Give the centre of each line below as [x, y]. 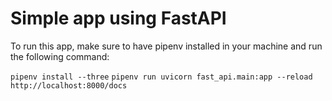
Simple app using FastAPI [118, 18]
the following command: [60, 56]
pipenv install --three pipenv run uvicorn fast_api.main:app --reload [161, 77]
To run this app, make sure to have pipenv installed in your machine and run [166, 46]
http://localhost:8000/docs [69, 85]
